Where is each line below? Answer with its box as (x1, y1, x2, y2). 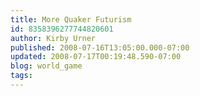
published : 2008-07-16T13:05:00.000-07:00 (10, 42, 190, 53)
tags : (10, 71, 33, 81)
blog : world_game (10, 61, 83, 71)
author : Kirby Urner (10, 33, 97, 43)
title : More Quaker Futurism (10, 14, 132, 25)
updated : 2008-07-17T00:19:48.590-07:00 (10, 52, 182, 62)
